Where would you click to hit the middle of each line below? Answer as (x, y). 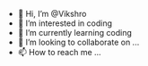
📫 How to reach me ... (59, 52)
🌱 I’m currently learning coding (75, 33)
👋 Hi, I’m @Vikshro (52, 14)
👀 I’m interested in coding (65, 23)
